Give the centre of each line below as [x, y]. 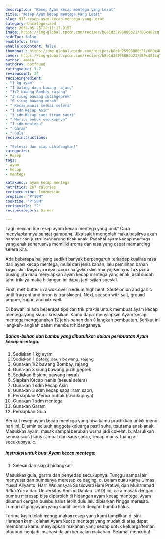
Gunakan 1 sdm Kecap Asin [40, 385]
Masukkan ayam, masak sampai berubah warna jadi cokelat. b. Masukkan [80, 431]
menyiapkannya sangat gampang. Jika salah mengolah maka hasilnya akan [81, 234]
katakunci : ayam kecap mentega [37, 183]
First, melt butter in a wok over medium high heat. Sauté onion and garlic [79, 289]
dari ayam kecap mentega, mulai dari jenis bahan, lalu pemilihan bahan [77, 264]
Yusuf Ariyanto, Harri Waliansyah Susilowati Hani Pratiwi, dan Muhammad [80, 485]
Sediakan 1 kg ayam [33, 354]
